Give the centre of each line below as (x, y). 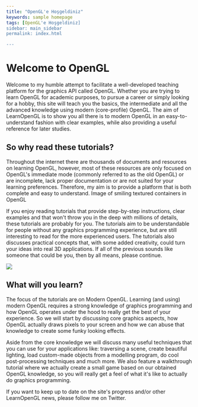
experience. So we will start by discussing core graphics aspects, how (92, 318)
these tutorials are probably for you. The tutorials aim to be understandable (98, 224)
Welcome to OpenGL (58, 68)
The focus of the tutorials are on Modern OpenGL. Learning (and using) (93, 299)
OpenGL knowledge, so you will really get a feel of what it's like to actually (97, 374)
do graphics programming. (39, 380)
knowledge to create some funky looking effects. (66, 330)
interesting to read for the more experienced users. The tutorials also (90, 236)
